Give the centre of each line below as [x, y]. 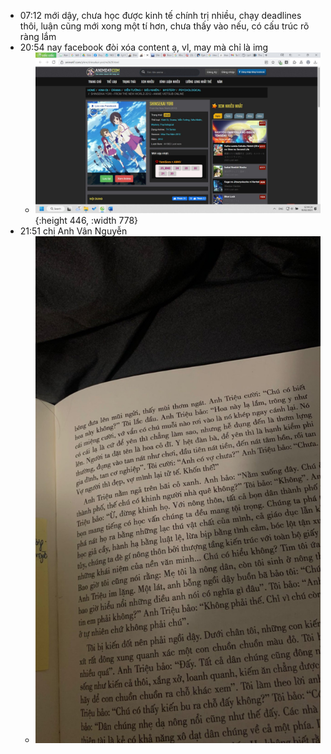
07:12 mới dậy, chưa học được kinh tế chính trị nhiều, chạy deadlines [160, 15]
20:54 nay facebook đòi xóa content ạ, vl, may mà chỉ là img [144, 47]
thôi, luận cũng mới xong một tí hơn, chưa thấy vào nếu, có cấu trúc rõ [164, 26]
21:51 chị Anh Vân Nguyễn [73, 231]
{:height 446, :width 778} [86, 220]
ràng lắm [38, 36]
